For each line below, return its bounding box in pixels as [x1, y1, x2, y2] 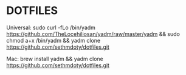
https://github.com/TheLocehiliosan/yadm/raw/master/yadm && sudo [6, 30, 181, 37]
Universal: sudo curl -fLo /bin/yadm [6, 24, 96, 31]
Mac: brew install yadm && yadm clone [6, 55, 103, 62]
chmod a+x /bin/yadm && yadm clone [6, 37, 101, 44]
